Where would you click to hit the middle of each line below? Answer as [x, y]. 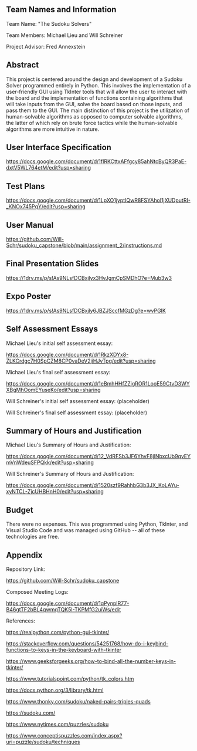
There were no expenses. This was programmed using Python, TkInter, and [97, 524]
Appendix [24, 555]
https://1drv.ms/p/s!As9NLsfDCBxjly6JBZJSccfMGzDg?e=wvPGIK [86, 310]
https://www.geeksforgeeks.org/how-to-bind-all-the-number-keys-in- [91, 661]
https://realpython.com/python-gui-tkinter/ [58, 632]
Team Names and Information [61, 10]
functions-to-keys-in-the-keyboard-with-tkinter [64, 649]
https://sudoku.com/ [31, 713]
